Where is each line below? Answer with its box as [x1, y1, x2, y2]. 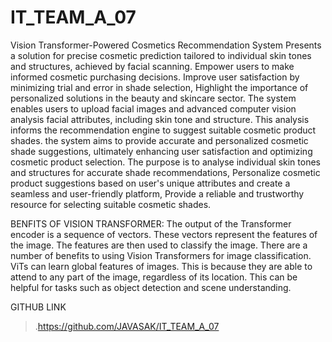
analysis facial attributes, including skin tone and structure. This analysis [10, 113, 310, 125]
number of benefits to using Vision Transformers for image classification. [10, 249, 312, 261]
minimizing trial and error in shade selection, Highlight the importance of [10, 81, 309, 93]
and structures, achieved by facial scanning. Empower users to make [10, 60, 295, 72]
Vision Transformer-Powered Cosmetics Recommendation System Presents [10, 39, 322, 51]
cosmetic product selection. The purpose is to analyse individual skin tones [10, 156, 321, 168]
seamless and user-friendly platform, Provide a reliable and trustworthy [10, 187, 305, 200]
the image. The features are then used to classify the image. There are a [10, 239, 308, 251]
